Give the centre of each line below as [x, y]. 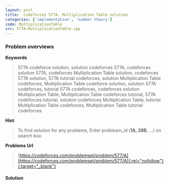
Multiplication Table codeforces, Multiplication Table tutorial [80, 105]
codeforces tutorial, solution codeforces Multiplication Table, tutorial [89, 100]
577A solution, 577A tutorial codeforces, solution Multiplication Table [89, 78]
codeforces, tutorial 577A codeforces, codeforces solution [78, 89]
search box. [30, 136]
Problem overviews [30, 47]
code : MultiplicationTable [34, 24]
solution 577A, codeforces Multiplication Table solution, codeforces [88, 73]
